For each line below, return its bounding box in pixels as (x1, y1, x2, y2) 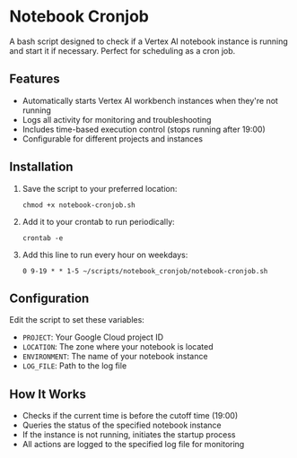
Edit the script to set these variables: (9, 315, 145, 325)
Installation (9, 160, 74, 175)
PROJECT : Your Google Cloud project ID (22, 332, 164, 342)
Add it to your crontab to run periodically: (22, 216, 175, 227)
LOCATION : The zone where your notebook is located (22, 341, 214, 352)
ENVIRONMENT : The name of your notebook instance (22, 351, 208, 362)
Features (9, 72, 60, 87)
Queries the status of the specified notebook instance (22, 419, 222, 431)
